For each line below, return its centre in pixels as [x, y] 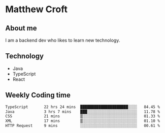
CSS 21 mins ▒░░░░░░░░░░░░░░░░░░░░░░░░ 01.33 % [82, 116]
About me [21, 28]
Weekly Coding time [38, 95]
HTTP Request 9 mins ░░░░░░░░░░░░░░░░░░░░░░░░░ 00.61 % [82, 126]
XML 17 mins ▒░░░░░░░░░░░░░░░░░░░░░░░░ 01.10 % [82, 121]
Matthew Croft [36, 9]
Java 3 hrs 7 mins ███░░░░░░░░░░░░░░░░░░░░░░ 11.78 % [82, 112]
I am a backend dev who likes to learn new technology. [63, 40]
